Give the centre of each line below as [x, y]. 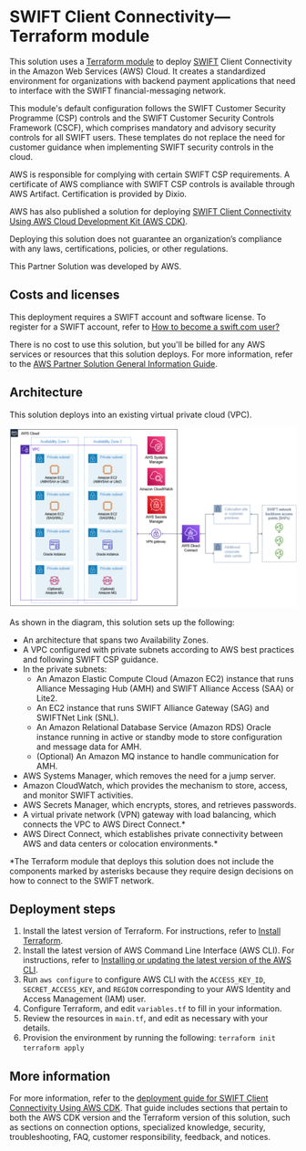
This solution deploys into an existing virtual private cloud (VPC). [131, 414]
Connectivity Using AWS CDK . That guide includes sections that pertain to [149, 1108]
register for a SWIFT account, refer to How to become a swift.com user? [145, 327]
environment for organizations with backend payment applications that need [153, 80]
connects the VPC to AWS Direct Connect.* [104, 824]
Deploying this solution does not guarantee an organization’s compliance [146, 238]
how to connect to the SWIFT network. [82, 880]
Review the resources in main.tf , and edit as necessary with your [145, 1019]
